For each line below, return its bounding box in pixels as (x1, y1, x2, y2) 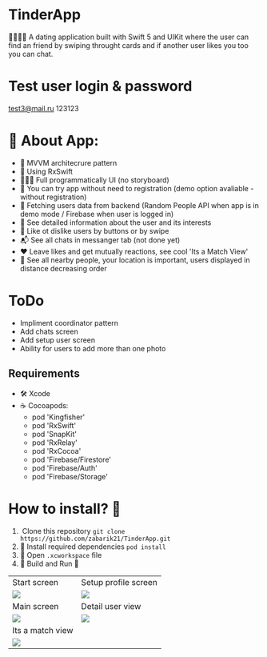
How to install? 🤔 (8, 499, 122, 518)
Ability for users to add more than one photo (19, 343, 166, 353)
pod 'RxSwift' (31, 420, 77, 430)
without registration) (19, 192, 87, 202)
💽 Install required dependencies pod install (19, 542, 166, 551)
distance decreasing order (19, 263, 107, 273)
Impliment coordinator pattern (19, 318, 118, 327)
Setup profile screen (81, 576, 157, 587)
